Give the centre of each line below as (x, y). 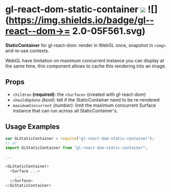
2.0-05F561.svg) (109, 31)
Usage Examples (33, 127)
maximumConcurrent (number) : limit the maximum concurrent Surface (84, 105)
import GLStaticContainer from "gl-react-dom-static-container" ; (76, 148)
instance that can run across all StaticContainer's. (65, 110)
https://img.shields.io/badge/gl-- (81, 20)
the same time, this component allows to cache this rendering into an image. (86, 66)
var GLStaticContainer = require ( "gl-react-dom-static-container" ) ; (80, 138)
